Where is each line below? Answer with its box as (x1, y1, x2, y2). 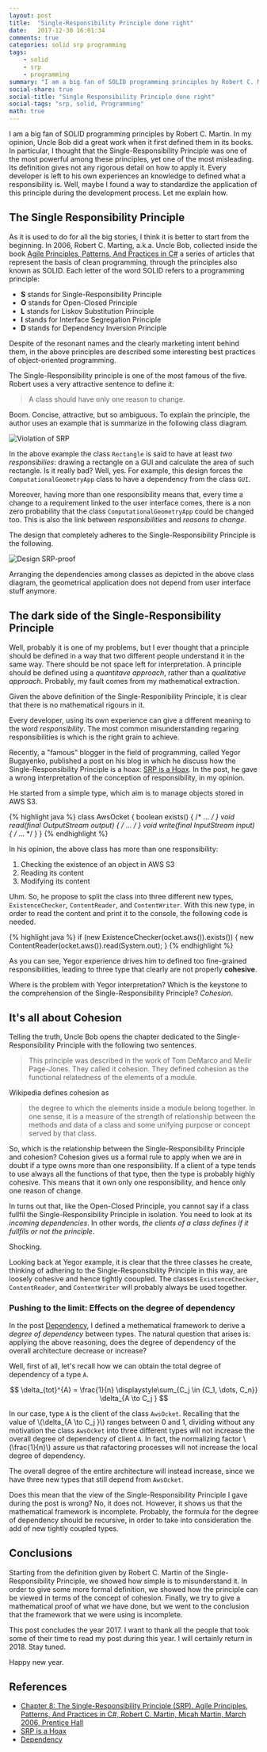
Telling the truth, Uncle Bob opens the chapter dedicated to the (9, 1032, 216, 1042)
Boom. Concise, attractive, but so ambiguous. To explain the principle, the (9, 410, 250, 419)
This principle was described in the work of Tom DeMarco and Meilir (28, 1055, 253, 1066)
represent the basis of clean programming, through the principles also (9, 257, 238, 266)
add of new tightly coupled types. (9, 1523, 119, 1533)
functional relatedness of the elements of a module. (28, 1073, 197, 1082)
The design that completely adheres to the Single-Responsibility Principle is (9, 530, 256, 540)
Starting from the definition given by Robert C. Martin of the (9, 1567, 204, 1577)
